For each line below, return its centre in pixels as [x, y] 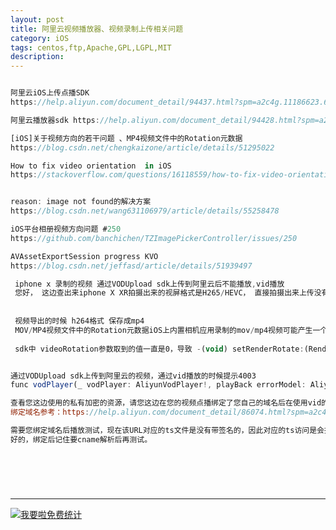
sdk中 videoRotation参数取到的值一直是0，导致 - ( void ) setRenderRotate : [159, 349]
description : [37, 57]
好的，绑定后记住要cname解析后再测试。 [81, 439]
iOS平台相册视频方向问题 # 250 [66, 229]
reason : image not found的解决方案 [81, 202]
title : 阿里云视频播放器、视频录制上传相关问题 [97, 29]
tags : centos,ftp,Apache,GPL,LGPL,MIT [91, 47]
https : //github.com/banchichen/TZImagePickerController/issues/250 [154, 238]
